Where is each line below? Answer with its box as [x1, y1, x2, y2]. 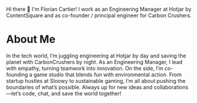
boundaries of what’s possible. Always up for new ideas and [6, 83, 153, 91]
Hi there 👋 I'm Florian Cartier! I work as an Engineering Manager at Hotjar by [6, 6, 192, 12]
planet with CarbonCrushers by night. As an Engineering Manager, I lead [6, 58, 183, 65]
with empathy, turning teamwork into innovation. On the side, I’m [6, 65, 164, 72]
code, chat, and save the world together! [22, 89, 122, 97]
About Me [6, 33, 56, 46]
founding [6, 71, 28, 78]
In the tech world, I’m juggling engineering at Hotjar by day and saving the [6, 52, 186, 59]
